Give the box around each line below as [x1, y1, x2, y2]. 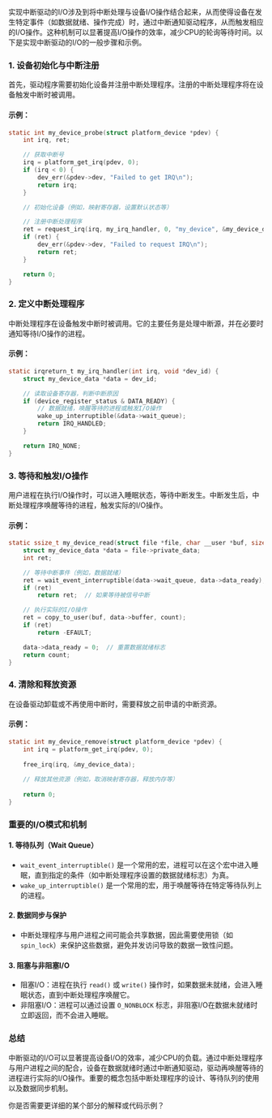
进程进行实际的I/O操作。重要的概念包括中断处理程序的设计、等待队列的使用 [8, 1073, 260, 1082]
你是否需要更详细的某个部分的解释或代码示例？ [8, 1100, 164, 1110]
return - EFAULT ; [37, 628, 92, 637]
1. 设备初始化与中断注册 [8, 59, 100, 71]
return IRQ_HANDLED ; [37, 420, 107, 428]
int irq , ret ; [23, 136, 70, 145]
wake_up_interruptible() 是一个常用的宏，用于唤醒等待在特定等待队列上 [19, 880, 262, 890]
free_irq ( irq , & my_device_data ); [23, 760, 136, 769]
